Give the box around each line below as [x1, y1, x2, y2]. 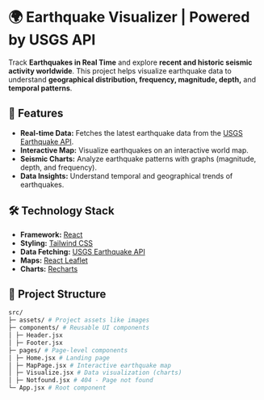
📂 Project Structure [8, 287, 107, 301]
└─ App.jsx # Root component [8, 384, 107, 392]
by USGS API [8, 31, 96, 49]
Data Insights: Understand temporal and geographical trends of [19, 171, 233, 180]
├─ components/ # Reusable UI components [8, 324, 150, 332]
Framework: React [19, 229, 83, 239]
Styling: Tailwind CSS [19, 238, 94, 248]
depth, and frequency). [19, 162, 97, 172]
